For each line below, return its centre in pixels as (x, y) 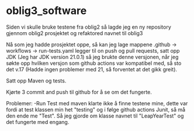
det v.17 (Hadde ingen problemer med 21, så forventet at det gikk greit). (91, 69)
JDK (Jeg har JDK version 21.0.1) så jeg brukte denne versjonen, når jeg (92, 57)
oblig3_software (46, 11)
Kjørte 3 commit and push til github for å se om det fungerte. (79, 92)
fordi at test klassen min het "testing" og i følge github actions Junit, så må (96, 109)
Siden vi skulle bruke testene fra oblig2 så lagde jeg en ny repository (89, 27)
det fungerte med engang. (38, 122)
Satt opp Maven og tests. (36, 81)
